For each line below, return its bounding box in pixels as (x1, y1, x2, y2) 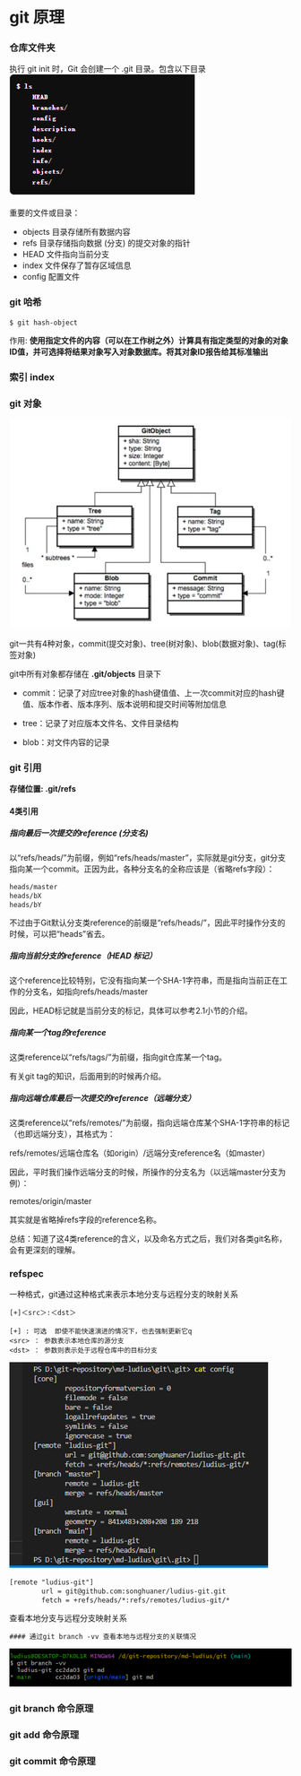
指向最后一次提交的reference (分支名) (9, 827, 149, 838)
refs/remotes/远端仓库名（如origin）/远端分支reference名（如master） (9, 1148, 271, 1158)
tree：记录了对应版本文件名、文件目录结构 (21, 718, 179, 728)
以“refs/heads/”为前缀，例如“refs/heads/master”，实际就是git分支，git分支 (9, 852, 287, 862)
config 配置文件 (21, 272, 81, 282)
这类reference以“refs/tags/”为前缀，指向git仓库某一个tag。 (9, 1052, 227, 1062)
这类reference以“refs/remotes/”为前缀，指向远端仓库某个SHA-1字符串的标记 (9, 1117, 290, 1128)
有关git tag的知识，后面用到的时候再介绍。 (9, 1070, 167, 1081)
